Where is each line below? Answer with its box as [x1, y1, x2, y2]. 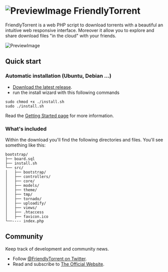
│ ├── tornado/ [5, 196, 42, 201]
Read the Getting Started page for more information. [5, 112, 114, 119]
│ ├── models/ [5, 183, 39, 188]
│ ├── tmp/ [5, 192, 33, 197]
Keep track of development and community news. [5, 246, 109, 252]
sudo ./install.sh [5, 104, 44, 109]
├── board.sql [5, 156, 35, 161]
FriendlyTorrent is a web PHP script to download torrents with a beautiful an [5, 22, 163, 28]
